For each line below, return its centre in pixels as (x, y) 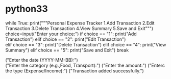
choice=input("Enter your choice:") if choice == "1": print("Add (71, 34)
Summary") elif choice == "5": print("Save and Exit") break (67, 50)
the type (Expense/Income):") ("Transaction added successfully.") (75, 71)
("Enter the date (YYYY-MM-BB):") (42, 60)
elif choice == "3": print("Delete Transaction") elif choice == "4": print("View (86, 44)
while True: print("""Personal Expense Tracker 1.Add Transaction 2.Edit (80, 23)
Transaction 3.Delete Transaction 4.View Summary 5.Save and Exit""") (79, 28)
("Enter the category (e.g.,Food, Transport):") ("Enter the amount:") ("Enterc (85, 65)
